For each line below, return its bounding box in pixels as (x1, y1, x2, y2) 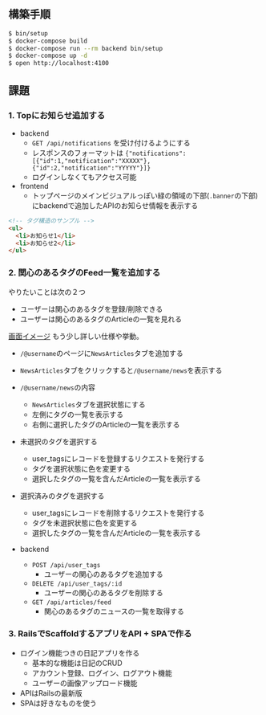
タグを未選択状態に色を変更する (31, 517, 138, 528)
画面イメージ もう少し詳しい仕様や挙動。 (8, 331, 144, 341)
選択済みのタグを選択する (19, 491, 105, 500)
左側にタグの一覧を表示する (31, 409, 124, 419)
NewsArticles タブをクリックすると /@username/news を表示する (19, 365, 223, 375)
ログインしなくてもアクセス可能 (31, 172, 137, 182)
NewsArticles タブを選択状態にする (31, 399, 146, 409)
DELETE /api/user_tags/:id (31, 579, 123, 588)
